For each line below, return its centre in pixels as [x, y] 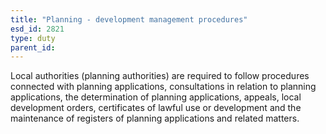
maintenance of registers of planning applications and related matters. [155, 118]
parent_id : [33, 47]
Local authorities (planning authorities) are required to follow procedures [160, 76]
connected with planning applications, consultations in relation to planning [163, 87]
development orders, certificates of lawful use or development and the [156, 108]
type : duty [33, 38]
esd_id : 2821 [37, 29]
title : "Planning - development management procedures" [129, 19]
